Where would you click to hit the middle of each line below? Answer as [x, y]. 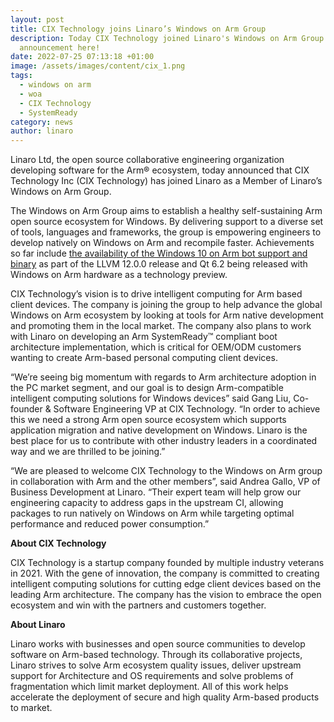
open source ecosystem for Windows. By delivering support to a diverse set [167, 222]
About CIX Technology [58, 543]
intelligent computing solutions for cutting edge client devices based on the [166, 584]
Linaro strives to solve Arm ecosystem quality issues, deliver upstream [156, 665]
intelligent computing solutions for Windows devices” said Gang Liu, [151, 398]
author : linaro [42, 131]
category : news [42, 122]
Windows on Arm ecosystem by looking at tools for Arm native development [167, 315]
